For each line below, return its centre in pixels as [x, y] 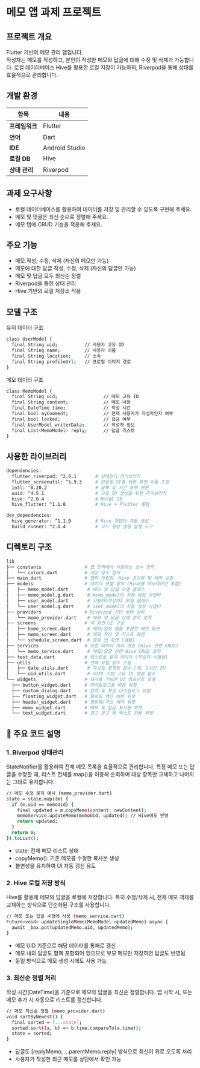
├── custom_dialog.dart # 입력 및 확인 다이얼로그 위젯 [81, 690]
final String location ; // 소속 [56, 356]
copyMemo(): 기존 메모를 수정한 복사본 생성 [67, 858]
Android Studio [64, 148]
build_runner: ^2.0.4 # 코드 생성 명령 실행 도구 [82, 527]
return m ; [24, 833]
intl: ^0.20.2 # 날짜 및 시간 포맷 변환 [80, 488]
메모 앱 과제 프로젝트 [54, 12]
